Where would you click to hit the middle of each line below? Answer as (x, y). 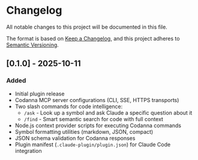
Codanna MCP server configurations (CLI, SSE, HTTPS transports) (97, 100)
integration (28, 150)
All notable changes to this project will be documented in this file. (87, 27)
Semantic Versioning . (32, 45)
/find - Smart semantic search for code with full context (94, 119)
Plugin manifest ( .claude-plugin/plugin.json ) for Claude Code (93, 144)
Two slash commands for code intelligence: (69, 106)
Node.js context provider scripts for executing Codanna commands (98, 125)
